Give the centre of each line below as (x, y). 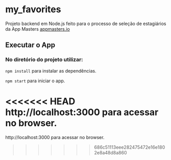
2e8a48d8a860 (111, 152)
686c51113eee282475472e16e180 (130, 147)
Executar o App (30, 45)
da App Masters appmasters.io (38, 29)
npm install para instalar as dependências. (51, 71)
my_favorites (33, 9)
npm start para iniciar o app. (35, 81)
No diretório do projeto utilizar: (44, 60)
